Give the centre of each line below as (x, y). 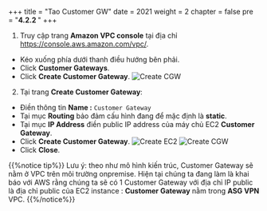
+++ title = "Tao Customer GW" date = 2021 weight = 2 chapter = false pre (131, 12)
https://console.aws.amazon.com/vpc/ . (84, 44)
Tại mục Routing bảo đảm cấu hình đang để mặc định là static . (123, 116)
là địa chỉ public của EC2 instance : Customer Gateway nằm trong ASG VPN (134, 191)
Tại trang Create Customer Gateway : (81, 92)
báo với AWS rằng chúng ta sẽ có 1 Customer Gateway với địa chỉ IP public (131, 182)
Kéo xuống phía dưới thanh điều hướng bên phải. (100, 60)
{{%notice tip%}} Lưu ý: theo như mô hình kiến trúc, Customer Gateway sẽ (131, 165)
